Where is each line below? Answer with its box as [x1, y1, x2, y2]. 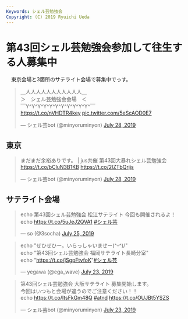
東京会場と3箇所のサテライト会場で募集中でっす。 [10, 76, 132, 83]
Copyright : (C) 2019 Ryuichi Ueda [6, 14, 90, 20]
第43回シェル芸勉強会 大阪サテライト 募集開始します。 [20, 280, 152, 287]
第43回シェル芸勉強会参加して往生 [6, 41, 173, 54]
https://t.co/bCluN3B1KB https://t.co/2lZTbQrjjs [20, 164, 134, 171]
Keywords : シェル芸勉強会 [6, 8, 63, 15]
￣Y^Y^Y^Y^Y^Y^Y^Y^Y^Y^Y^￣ [20, 103, 95, 110]
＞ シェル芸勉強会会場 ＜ [20, 96, 87, 103]
